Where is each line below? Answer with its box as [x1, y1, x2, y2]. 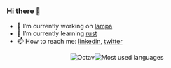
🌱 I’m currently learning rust [16, 29, 97, 37]
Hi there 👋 [6, 6, 41, 16]
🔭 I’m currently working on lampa [16, 22, 113, 31]
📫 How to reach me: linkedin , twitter [16, 37, 123, 46]
